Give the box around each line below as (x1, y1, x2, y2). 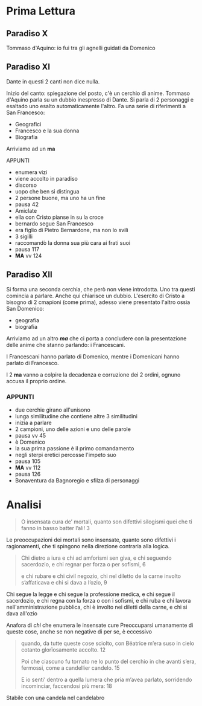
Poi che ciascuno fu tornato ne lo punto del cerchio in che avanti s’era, (21, 658, 197, 665)
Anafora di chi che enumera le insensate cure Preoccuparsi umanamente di (6, 621, 194, 629)
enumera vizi (14, 168, 48, 176)
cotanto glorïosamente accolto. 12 (21, 646, 106, 653)
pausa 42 (14, 201, 39, 208)
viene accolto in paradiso (14, 175, 78, 182)
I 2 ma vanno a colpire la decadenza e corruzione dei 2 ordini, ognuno (6, 371, 181, 378)
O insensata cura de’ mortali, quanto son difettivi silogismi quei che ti (21, 518, 192, 525)
